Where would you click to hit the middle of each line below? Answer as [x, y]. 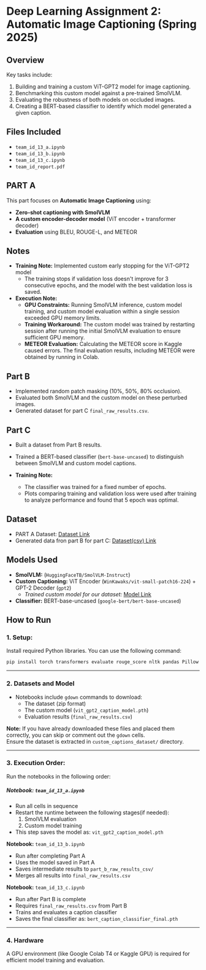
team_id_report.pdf [40, 167]
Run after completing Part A [50, 856]
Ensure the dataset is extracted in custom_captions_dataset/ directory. [95, 741]
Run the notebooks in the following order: [59, 776]
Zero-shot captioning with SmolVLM [63, 212]
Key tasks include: [29, 75]
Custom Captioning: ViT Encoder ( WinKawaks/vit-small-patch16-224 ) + [105, 581]
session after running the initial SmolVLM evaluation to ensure [102, 331]
